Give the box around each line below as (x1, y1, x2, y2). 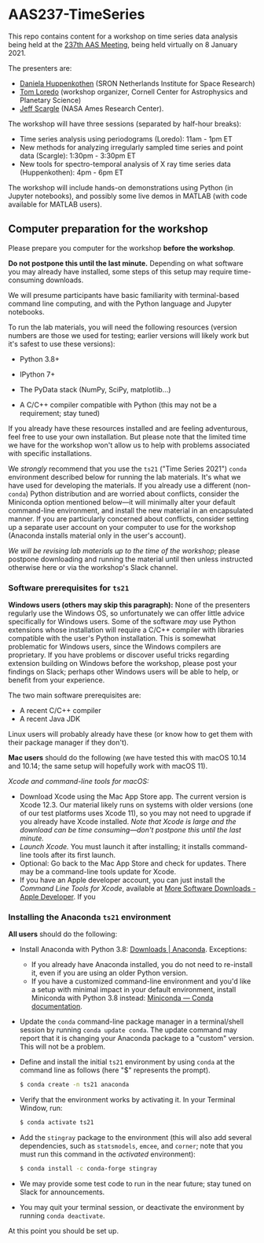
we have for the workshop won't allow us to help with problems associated (8, 440, 250, 450)
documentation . (31, 1002, 82, 1011)
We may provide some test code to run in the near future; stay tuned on (19, 1179, 251, 1188)
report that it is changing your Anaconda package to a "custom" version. (19, 1034, 255, 1043)
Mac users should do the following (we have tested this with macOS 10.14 (8, 753, 247, 763)
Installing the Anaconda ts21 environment (8, 911, 171, 922)
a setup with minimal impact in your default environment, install (31, 985, 236, 995)
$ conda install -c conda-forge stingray (19, 1165, 158, 1173)
